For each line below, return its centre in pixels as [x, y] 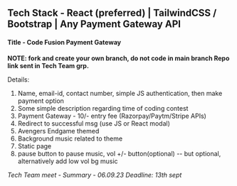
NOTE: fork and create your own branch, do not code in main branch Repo [118, 58]
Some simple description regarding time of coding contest [103, 108]
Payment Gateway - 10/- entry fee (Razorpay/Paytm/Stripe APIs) [112, 116]
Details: [19, 80]
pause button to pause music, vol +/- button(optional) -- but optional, [119, 153]
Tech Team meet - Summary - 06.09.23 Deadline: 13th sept [95, 175]
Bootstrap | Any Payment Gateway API [94, 24]
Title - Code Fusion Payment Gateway [64, 42]
